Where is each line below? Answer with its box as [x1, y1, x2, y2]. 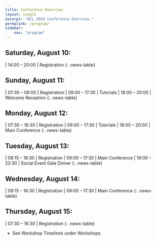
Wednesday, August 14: [5, 175, 80, 183]
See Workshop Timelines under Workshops [12, 230, 101, 236]
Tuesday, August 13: [5, 142, 70, 150]
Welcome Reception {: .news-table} [5, 95, 78, 101]
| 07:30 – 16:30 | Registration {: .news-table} [5, 220, 95, 226]
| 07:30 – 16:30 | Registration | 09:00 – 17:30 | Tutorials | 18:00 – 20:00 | [5, 122, 151, 128]
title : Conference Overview [5, 7, 63, 12]
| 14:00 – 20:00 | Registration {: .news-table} [5, 61, 96, 67]
